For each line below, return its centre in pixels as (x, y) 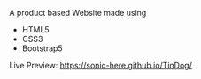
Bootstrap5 (43, 48)
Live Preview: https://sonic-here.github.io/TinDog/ (100, 65)
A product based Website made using (78, 13)
